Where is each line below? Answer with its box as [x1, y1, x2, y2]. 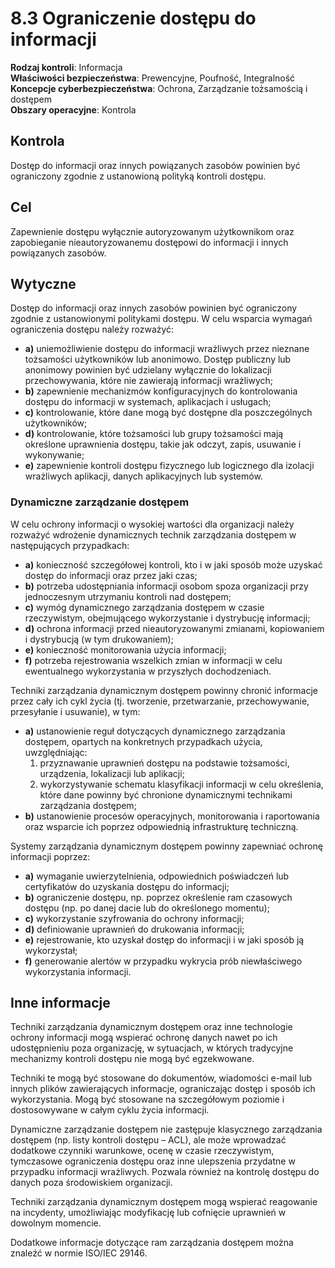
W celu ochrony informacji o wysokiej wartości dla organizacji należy [10, 518, 295, 530]
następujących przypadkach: [10, 539, 130, 551]
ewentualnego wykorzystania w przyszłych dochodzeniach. [24, 665, 272, 677]
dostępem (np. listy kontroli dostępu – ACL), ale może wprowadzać [10, 1134, 287, 1146]
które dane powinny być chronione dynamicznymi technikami [39, 788, 293, 801]
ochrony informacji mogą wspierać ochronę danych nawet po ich [10, 1032, 278, 1044]
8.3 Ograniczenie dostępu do [10, 7, 257, 30]
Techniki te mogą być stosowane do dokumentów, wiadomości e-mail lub [10, 1072, 313, 1084]
